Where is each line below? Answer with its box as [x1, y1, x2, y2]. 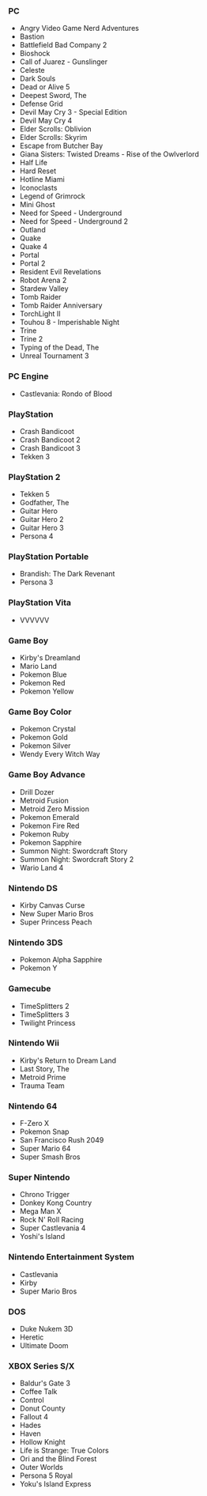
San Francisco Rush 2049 [19, 1135, 104, 1145]
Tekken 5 [19, 489, 50, 499]
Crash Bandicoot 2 [19, 435, 81, 444]
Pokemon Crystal [19, 724, 77, 734]
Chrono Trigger [19, 1190, 70, 1199]
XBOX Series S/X [8, 1360, 75, 1371]
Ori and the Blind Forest [19, 1454, 97, 1464]
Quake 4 [19, 242, 48, 251]
